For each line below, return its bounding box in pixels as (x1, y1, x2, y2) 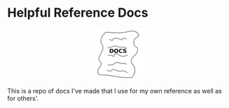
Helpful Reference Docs (7, 5, 148, 21)
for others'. (7, 94, 39, 102)
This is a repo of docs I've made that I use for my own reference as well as (7, 86, 222, 95)
